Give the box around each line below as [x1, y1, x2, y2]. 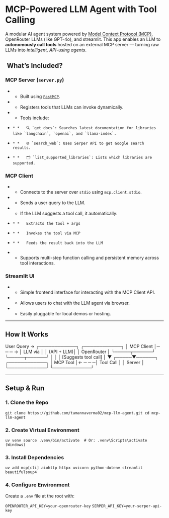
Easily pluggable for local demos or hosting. [20, 311, 111, 317]
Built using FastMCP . [20, 93, 60, 99]
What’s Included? [7, 61, 63, 70]
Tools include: [20, 115, 49, 121]
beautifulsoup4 [5, 470, 37, 475]
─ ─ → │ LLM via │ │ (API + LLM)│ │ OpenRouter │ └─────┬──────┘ [5, 349, 155, 355]
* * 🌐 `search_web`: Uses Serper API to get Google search [12, 141, 144, 146]
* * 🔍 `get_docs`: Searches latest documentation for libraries [12, 125, 156, 130]
